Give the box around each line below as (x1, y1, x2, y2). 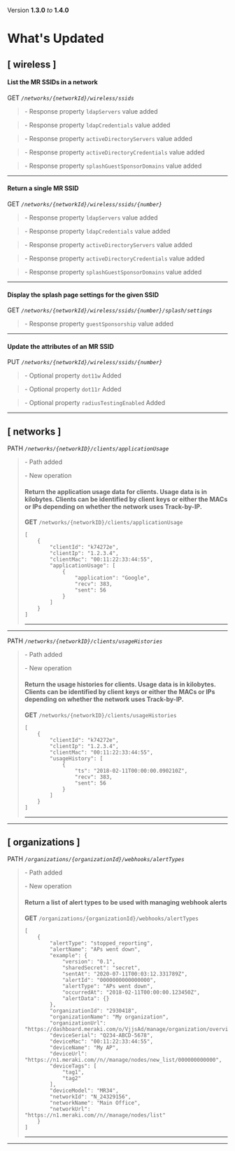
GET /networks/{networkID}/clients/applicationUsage (24, 518, 183, 526)
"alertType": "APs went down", (62, 983, 154, 990)
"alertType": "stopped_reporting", (50, 940, 154, 947)
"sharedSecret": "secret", (62, 964, 141, 971)
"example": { (50, 952, 87, 959)
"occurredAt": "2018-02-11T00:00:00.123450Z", (62, 989, 201, 996)
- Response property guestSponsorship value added (24, 319, 173, 328)
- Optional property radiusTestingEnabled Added (24, 399, 166, 407)
